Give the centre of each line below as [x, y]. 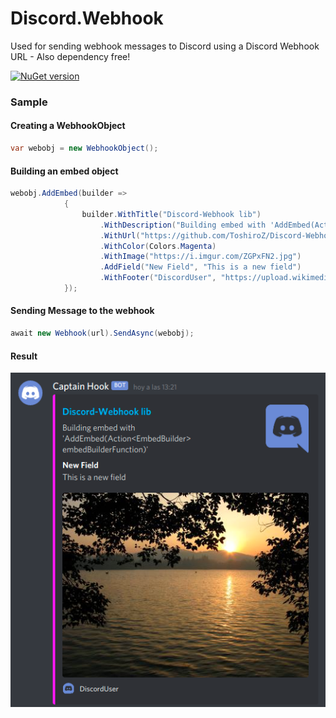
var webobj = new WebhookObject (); [84, 148]
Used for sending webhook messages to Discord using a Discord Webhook [165, 46]
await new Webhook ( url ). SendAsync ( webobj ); [102, 333]
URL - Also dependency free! [70, 56]
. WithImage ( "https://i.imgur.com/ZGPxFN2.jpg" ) [200, 257]
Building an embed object [64, 171]
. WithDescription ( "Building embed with [183, 225]
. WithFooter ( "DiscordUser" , [158, 278]
